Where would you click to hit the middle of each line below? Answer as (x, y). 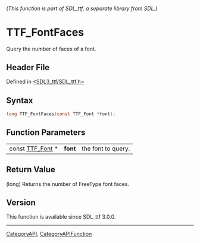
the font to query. (106, 149)
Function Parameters (46, 133)
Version (21, 203)
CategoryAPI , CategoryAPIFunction (49, 234)
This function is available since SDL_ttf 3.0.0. (61, 217)
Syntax (20, 100)
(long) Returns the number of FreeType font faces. (68, 184)
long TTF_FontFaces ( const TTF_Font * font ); (61, 114)
